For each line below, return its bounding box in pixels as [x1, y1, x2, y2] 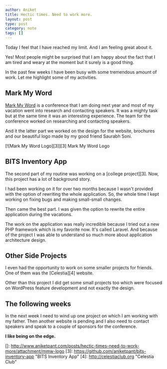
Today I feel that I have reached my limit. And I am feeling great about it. [5, 45, 153, 50]
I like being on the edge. [5, 333, 56, 339]
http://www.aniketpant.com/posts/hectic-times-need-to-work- [10, 343, 140, 349]
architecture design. [5, 237, 46, 243]
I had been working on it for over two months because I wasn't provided [5, 186, 154, 192]
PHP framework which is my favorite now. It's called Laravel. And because [5, 226, 158, 232]
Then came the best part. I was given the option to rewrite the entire [5, 206, 146, 212]
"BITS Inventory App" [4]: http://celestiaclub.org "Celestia [35, 353, 155, 359]
